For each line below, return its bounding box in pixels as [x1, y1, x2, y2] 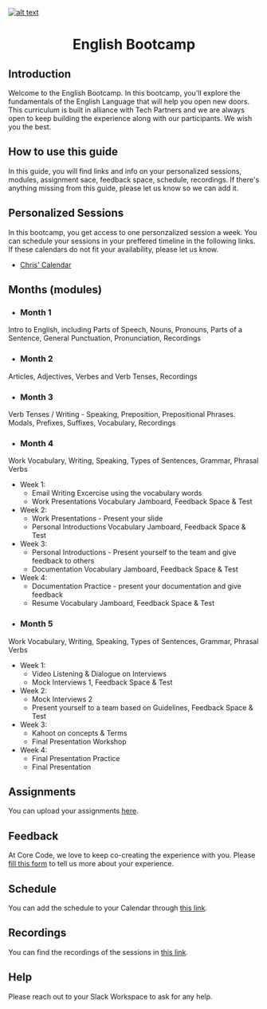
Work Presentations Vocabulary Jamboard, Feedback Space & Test [31, 497, 253, 506]
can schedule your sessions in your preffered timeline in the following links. [8, 236, 256, 245]
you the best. [8, 122, 52, 132]
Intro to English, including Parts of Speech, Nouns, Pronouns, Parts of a [8, 325, 243, 335]
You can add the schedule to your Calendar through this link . [8, 903, 207, 913]
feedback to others [31, 556, 95, 566]
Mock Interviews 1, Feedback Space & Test [31, 677, 173, 687]
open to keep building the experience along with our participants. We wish [8, 114, 253, 123]
